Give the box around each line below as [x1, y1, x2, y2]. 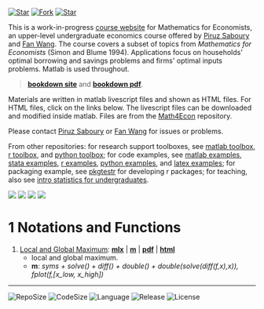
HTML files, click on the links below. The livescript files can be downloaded [8, 103, 252, 112]
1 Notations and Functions [8, 219, 181, 237]
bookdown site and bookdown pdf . [27, 79, 144, 89]
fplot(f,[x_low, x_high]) [31, 269, 104, 278]
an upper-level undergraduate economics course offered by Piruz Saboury [8, 31, 250, 40]
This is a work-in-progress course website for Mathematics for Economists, [8, 23, 253, 31]
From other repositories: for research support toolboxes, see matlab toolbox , [8, 142, 256, 151]
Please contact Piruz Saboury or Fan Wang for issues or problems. [8, 126, 224, 136]
